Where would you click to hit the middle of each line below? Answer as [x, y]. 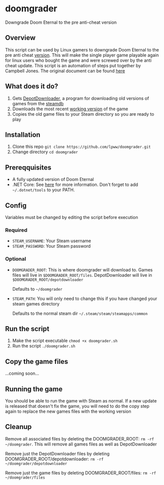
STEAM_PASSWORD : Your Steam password [51, 246]
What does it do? [32, 86]
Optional [16, 259]
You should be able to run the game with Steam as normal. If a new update [81, 401]
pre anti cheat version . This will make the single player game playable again [82, 55]
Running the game [34, 389]
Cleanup [19, 427]
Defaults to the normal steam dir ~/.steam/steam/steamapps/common [80, 313]
